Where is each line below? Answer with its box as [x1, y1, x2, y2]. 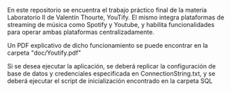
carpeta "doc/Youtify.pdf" [7, 48, 81, 57]
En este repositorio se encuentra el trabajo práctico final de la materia [7, 6, 207, 14]
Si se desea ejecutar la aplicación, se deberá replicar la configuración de [7, 62, 216, 70]
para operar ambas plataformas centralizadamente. [7, 28, 154, 36]
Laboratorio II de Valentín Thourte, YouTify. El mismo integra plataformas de [7, 13, 225, 21]
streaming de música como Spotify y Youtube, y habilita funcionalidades [7, 21, 215, 28]
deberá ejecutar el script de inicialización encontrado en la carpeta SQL [7, 77, 213, 85]
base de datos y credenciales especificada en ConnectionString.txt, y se [7, 69, 216, 77]
